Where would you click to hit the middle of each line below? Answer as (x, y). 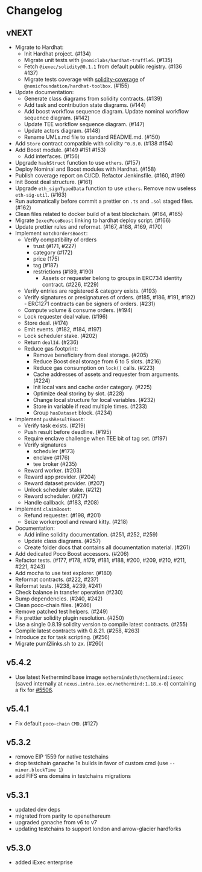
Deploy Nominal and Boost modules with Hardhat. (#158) (85, 169)
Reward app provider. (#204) (60, 477)
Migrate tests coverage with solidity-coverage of (84, 79)
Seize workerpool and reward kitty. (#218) (76, 522)
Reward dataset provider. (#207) (64, 483)
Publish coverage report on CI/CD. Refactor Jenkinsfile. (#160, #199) (100, 175)
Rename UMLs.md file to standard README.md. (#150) (92, 137)
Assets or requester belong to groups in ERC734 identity (112, 278)
